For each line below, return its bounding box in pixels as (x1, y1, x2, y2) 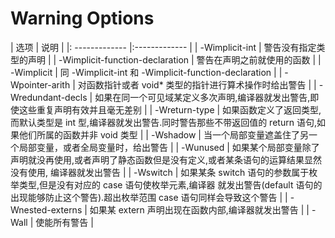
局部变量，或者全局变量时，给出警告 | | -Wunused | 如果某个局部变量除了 (18, 141, 320, 153)
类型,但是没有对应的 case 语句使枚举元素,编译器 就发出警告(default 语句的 (18, 178, 323, 191)
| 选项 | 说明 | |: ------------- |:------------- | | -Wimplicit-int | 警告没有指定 (10, 41, 317, 53)
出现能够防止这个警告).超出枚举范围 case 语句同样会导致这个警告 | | (10, 191, 288, 203)
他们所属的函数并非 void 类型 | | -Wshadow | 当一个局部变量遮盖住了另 (18, 128, 309, 141)
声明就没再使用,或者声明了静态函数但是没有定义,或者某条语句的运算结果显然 (10, 153, 323, 166)
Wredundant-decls (10, 91, 88, 103)
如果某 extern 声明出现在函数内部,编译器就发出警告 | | (89, 203, 310, 216)
